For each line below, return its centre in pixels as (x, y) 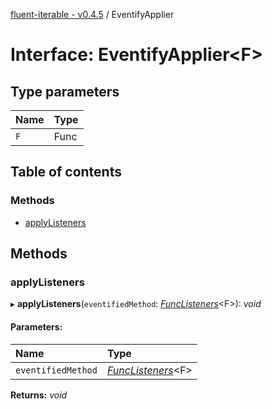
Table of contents (66, 172)
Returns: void (39, 395)
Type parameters (65, 91)
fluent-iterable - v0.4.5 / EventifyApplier (92, 14)
